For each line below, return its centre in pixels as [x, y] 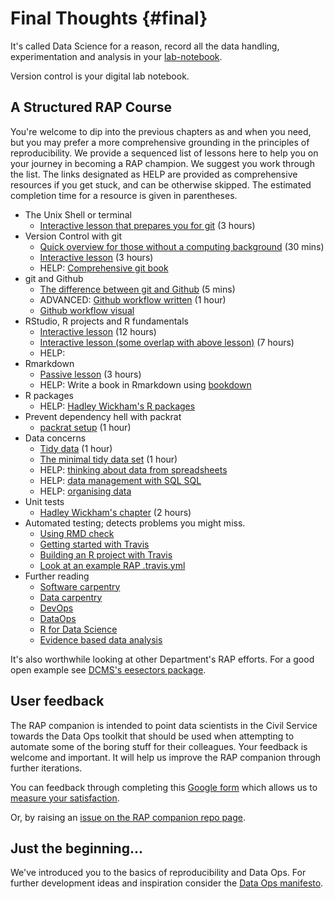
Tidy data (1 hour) [76, 448]
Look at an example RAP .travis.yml [112, 565]
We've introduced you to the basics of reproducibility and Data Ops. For [158, 873]
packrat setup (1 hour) [85, 427]
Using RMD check [77, 533]
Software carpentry [80, 586]
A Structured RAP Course [91, 107]
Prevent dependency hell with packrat [103, 416]
